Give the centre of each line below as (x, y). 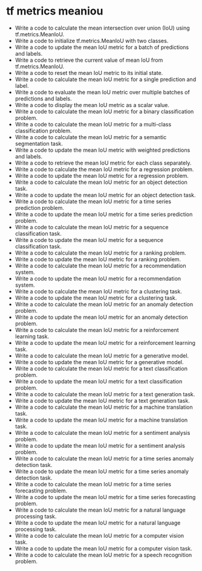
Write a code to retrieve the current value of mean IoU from (89, 60)
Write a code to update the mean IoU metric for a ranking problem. (98, 259)
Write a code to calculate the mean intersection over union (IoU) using (103, 28)
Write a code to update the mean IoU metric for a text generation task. (103, 400)
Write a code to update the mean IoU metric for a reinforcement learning (105, 342)
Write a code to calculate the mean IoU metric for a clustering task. (99, 291)
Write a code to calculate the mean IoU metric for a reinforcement (97, 330)
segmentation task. (39, 143)
